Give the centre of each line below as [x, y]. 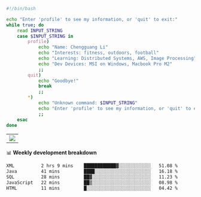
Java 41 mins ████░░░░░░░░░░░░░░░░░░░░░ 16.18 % [92, 172]
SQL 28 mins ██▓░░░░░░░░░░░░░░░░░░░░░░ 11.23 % [92, 177]
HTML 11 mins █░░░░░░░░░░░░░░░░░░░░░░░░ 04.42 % [92, 188]
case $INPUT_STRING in [45, 36]
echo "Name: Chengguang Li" [73, 47]
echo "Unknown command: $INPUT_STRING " [88, 103]
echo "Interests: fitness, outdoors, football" [99, 53]
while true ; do [25, 25]
